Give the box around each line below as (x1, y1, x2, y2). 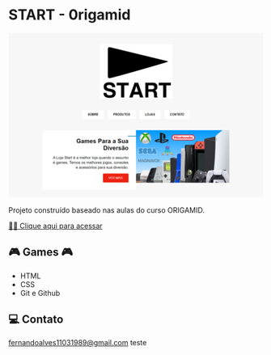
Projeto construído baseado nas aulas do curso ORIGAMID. (8, 205, 205, 215)
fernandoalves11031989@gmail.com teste (8, 338, 147, 348)
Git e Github (19, 288, 61, 298)
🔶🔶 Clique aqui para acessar (8, 221, 103, 230)
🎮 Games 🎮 (8, 245, 74, 260)
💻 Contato (8, 312, 64, 326)
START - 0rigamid (8, 6, 131, 24)
